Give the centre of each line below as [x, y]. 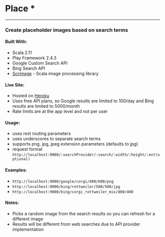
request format [27, 149]
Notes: [12, 203]
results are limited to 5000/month [46, 106]
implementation [28, 229]
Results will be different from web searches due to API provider [76, 224]
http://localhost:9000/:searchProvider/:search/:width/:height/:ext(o [86, 155]
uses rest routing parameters [41, 134]
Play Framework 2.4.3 [34, 58]
